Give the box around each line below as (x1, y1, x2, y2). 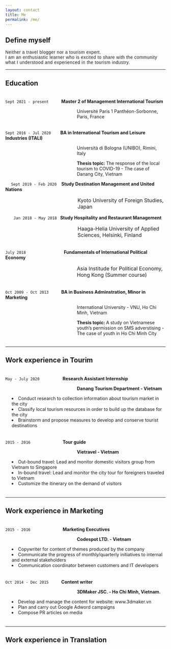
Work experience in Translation (5, 636, 107, 644)
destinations (12, 422, 38, 428)
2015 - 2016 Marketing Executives (5, 526, 110, 532)
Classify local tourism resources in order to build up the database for (18, 406, 162, 412)
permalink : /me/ (5, 17, 40, 22)
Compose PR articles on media (18, 609, 83, 615)
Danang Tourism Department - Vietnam (77, 385, 162, 392)
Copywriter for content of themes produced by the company (18, 546, 145, 552)
